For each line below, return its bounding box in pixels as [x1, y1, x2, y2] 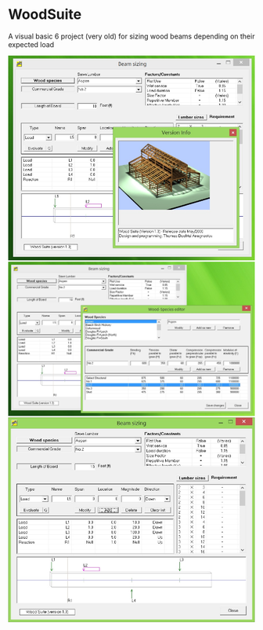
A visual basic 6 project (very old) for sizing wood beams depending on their [8, 31, 255, 41]
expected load [8, 39, 55, 49]
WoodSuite [8, 5, 82, 24]
